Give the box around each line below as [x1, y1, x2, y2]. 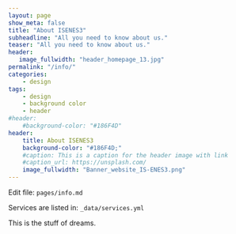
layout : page [8, 11, 51, 20]
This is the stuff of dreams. [8, 218, 97, 228]
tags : [8, 85, 26, 93]
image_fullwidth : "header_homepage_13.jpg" [18, 56, 165, 64]
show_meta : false [8, 19, 66, 27]
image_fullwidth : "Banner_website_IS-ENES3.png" [22, 166, 186, 174]
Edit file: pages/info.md [8, 187, 83, 197]
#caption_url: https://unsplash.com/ [22, 159, 147, 167]
